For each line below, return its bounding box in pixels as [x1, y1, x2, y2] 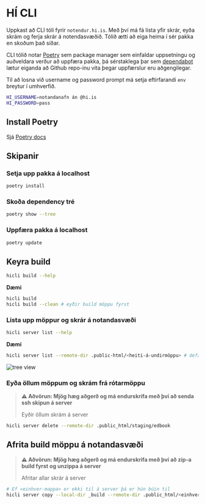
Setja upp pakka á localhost [6, 169, 90, 177]
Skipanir [6, 150, 39, 161]
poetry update [6, 239, 43, 246]
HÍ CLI [6, 6, 37, 20]
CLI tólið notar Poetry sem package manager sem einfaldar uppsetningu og [6, 51, 195, 58]
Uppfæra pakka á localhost [6, 226, 88, 235]
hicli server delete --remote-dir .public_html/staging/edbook [6, 423, 171, 429]
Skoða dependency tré [6, 197, 75, 206]
